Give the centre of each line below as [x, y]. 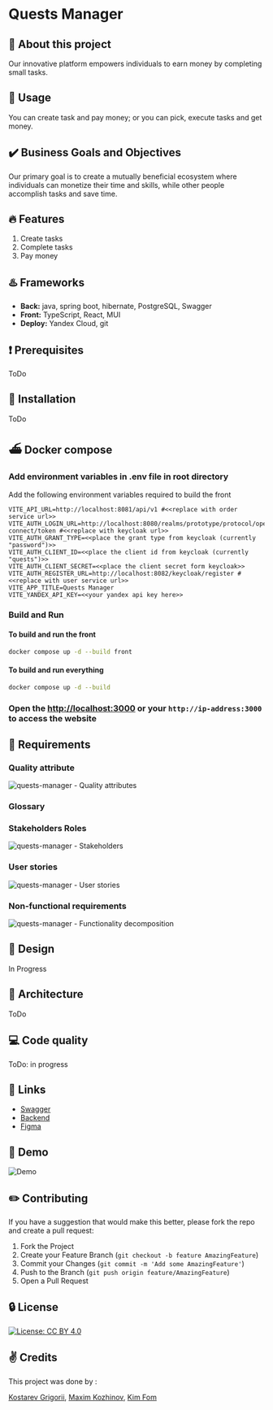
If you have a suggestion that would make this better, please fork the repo [132, 1221]
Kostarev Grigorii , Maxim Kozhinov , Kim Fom [82, 1397]
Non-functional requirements [68, 906]
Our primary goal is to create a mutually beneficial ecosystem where [123, 176]
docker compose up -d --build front [70, 651]
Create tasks [41, 239]
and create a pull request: [51, 1230]
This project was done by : [53, 1381]
